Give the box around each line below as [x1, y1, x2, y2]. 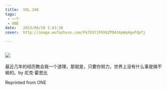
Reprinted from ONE [5, 79, 47, 85]
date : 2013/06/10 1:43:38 [5, 26, 64, 30]
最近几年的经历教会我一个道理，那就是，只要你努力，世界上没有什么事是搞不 [5, 63, 162, 69]
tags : [5, 12, 16, 17]
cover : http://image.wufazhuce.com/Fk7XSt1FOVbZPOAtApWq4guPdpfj [5, 30, 146, 35]
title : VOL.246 [5, 7, 39, 12]
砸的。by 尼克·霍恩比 [5, 69, 48, 75]
